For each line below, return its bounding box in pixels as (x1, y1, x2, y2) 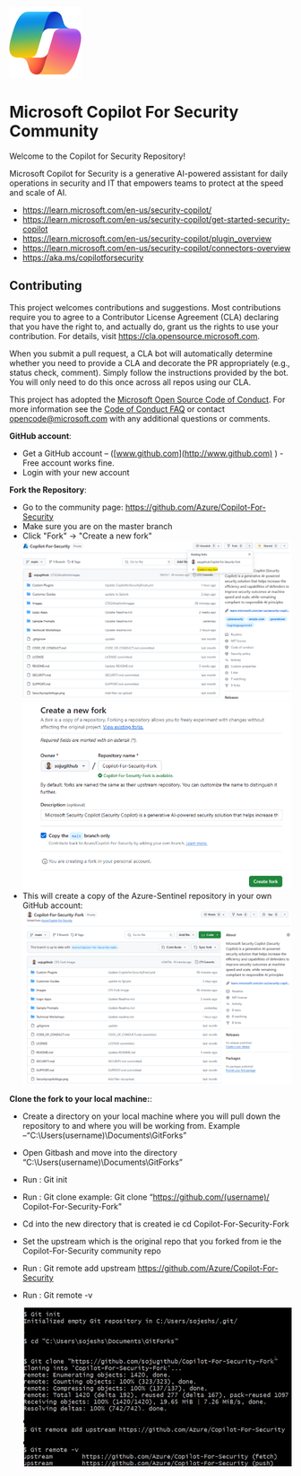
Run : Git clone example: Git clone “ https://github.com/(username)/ (21, 1192, 271, 1202)
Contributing (9, 278, 82, 293)
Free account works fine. (21, 457, 115, 468)
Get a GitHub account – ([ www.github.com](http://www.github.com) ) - (21, 448, 284, 459)
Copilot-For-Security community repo (21, 1245, 161, 1256)
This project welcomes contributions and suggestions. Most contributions (9, 301, 281, 312)
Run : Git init (21, 1174, 68, 1184)
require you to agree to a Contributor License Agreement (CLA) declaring (9, 311, 279, 322)
